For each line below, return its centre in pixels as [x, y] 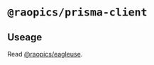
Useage [25, 37]
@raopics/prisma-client [77, 12]
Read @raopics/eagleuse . [45, 54]
